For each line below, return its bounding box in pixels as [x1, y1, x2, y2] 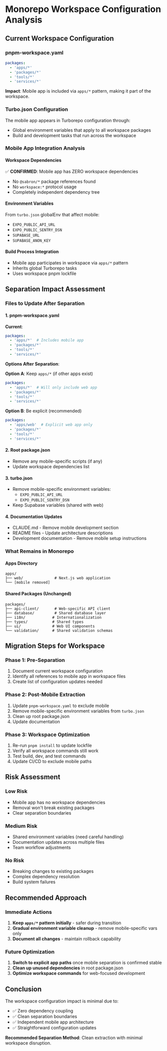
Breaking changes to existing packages [12, 868, 94, 874]
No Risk [5, 857, 24, 864]
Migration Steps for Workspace [5, 642, 105, 650]
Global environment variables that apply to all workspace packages [12, 127, 151, 133]
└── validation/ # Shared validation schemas [5, 628, 113, 633]
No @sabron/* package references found [12, 178, 96, 184]
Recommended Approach [5, 893, 87, 902]
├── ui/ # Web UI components [5, 623, 95, 629]
